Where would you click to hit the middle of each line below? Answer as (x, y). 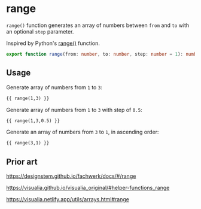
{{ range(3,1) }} (28, 143)
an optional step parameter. (40, 31)
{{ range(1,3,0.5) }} (33, 121)
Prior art (22, 161)
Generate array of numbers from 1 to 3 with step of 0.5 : (74, 110)
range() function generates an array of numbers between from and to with (98, 25)
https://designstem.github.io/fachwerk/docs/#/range (71, 176)
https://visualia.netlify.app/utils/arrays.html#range (68, 199)
